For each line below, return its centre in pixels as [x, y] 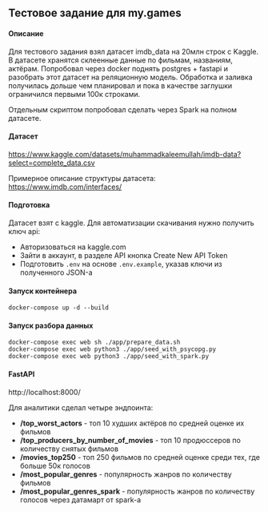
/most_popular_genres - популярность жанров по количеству [126, 474]
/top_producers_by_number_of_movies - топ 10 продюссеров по [130, 440]
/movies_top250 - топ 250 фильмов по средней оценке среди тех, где [140, 457]
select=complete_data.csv [52, 163]
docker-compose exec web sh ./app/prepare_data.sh [94, 343]
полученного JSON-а [56, 272]
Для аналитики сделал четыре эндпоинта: [81, 407]
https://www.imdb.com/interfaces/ [65, 187]
